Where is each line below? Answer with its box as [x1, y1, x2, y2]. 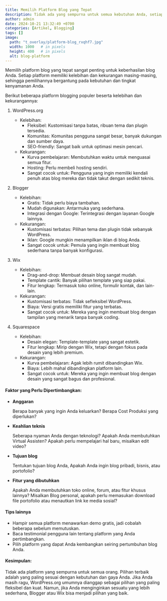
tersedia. [27, 128, 46, 134]
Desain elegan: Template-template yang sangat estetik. [27, 339, 141, 345]
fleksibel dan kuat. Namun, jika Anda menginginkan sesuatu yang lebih [5, 585, 150, 591]
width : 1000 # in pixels [9, 44, 66, 49]
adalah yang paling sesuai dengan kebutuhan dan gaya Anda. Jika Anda [5, 574, 153, 580]
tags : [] [5, 30, 23, 35]
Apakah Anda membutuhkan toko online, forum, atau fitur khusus [12, 487, 146, 493]
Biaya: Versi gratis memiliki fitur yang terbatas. [27, 304, 123, 310]
